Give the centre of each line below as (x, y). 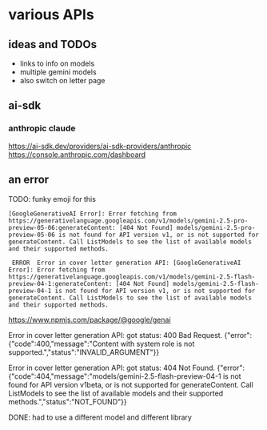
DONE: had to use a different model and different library (100, 417)
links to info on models (57, 63)
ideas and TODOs (53, 44)
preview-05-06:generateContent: (62, 227)
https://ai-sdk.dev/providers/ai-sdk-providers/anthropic (100, 146)
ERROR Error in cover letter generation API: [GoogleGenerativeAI (126, 263)
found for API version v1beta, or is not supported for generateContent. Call (131, 384)
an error (29, 180)
